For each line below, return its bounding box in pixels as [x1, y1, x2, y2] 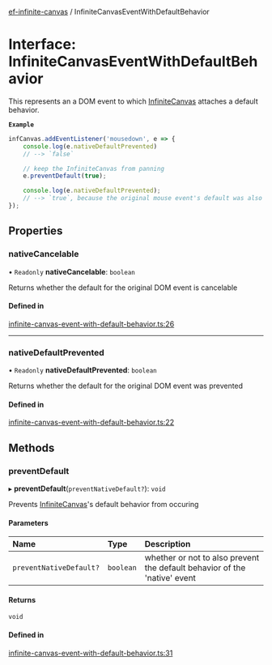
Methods [8, 441, 55, 454]
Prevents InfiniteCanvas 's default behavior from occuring [8, 500, 199, 509]
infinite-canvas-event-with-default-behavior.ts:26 [8, 319, 175, 329]
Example [8, 121, 35, 129]
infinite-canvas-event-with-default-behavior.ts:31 [8, 648, 173, 658]
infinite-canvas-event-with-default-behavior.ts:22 [8, 417, 175, 428]
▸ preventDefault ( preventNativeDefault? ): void [8, 484, 166, 493]
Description [144, 539, 191, 550]
